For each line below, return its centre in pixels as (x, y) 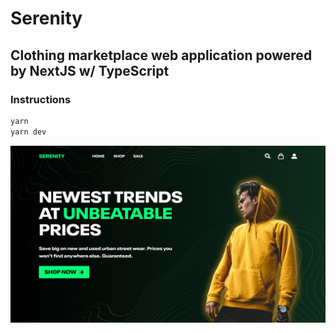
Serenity (46, 18)
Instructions (41, 99)
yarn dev (28, 132)
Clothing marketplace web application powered (161, 55)
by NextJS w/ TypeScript (90, 70)
